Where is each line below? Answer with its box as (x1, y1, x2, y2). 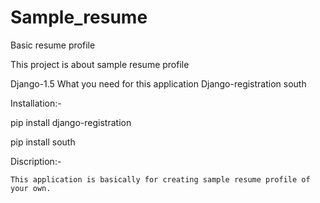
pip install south (10, 136, 76, 148)
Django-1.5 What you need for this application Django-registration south (10, 77, 307, 90)
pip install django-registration (10, 116, 132, 128)
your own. (10, 183, 52, 193)
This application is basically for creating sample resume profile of (10, 174, 311, 185)
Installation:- (10, 97, 62, 109)
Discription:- (10, 155, 62, 167)
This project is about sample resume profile (10, 58, 190, 70)
